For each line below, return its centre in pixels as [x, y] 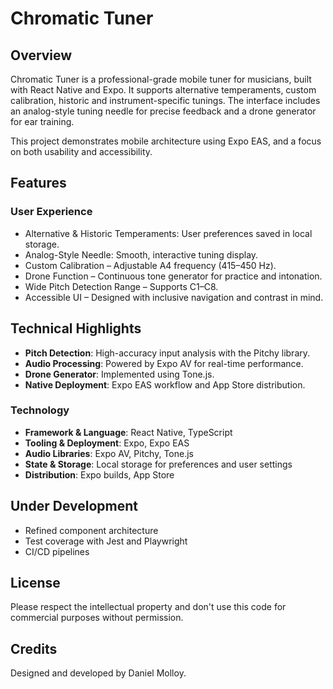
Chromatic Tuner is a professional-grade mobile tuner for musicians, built [161, 79]
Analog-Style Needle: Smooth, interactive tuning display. [141, 254]
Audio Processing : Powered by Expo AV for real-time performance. [164, 363]
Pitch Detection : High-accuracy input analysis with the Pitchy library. [167, 353]
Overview [41, 55]
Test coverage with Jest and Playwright [106, 541]
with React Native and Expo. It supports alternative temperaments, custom [163, 90]
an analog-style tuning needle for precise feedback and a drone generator [163, 111]
